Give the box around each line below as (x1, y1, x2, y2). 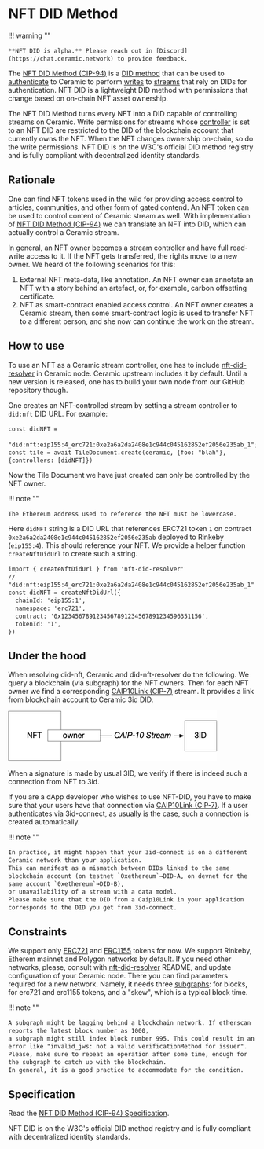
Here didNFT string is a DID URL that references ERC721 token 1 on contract (8, 523, 252, 533)
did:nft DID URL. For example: (8, 409, 108, 418)
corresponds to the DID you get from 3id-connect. (8, 904, 178, 912)
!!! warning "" (8, 31, 51, 40)
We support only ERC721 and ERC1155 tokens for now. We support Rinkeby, (8, 946, 252, 956)
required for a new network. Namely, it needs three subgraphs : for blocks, (8, 979, 247, 989)
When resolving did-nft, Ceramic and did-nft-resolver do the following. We (8, 670, 250, 680)
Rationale (8, 174, 56, 187)
